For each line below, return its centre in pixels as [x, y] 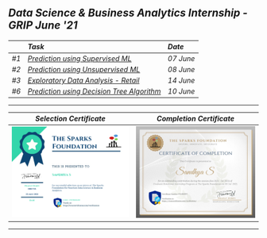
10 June [182, 91]
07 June [182, 58]
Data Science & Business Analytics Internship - [128, 13]
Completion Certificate [195, 119]
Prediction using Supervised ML [80, 58]
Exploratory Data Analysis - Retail [83, 81]
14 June [182, 81]
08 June [182, 69]
